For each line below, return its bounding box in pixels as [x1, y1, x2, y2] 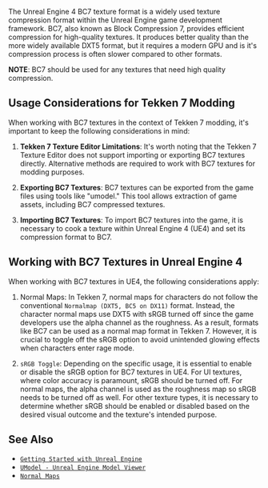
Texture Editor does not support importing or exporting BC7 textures [19, 150, 246, 159]
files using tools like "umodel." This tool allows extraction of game [19, 191, 238, 201]
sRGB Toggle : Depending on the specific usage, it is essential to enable [19, 358, 252, 368]
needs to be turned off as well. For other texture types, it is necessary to [19, 392, 258, 402]
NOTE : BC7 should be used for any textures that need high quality [8, 65, 226, 74]
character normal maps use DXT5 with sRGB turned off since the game [19, 309, 254, 318]
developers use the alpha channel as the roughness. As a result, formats [19, 318, 259, 327]
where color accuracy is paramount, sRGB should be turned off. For [19, 375, 243, 385]
